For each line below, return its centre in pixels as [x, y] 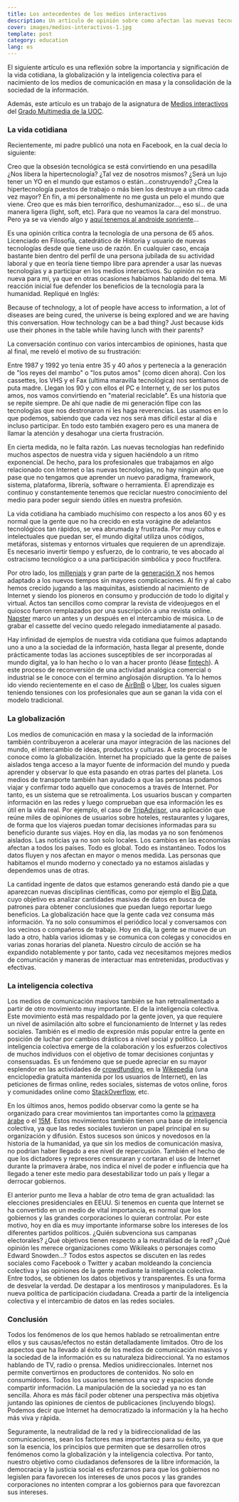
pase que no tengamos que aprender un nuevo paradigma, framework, [111, 477]
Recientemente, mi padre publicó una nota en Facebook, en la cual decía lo [117, 145]
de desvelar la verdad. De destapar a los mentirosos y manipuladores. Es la [117, 1286]
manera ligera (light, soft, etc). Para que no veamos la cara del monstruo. [115, 212]
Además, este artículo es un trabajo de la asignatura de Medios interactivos [118, 104]
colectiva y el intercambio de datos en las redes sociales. [91, 1301]
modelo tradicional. [36, 700]
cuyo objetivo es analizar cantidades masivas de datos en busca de [106, 899]
